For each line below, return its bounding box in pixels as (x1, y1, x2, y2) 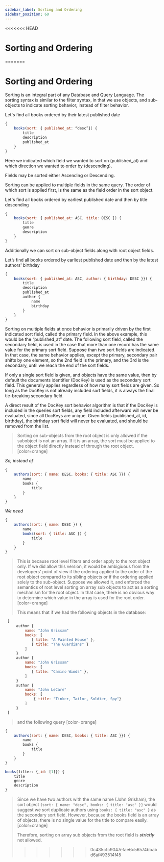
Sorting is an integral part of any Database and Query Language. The (5, 92, 144, 98)
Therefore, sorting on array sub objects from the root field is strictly (17, 832, 155, 837)
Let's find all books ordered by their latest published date (5, 112, 120, 118)
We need (5, 508, 23, 514)
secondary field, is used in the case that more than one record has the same (5, 342, 159, 348)
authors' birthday (5, 262, 40, 268)
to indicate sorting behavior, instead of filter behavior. (21, 102, 129, 108)
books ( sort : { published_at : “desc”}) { (14, 126, 97, 131)
